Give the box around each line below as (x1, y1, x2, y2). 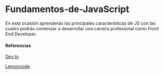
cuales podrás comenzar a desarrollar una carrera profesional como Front (5, 25, 159, 31)
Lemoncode (5, 63, 30, 69)
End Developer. (5, 31, 37, 37)
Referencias (5, 42, 31, 48)
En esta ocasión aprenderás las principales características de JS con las (5, 20, 156, 26)
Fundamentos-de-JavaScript (5, 4, 130, 15)
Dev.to (5, 54, 19, 60)
